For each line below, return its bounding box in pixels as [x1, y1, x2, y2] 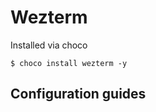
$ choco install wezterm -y [10, 58, 128, 68]
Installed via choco [10, 39, 88, 51]
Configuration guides [10, 86, 147, 103]
